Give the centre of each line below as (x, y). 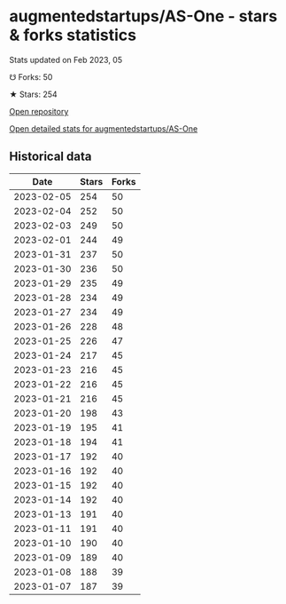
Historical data (50, 157)
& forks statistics (73, 35)
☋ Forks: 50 (31, 76)
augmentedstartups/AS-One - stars (143, 16)
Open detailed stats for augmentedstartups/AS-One (104, 128)
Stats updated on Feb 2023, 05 (66, 60)
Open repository (39, 111)
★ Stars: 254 (33, 94)
